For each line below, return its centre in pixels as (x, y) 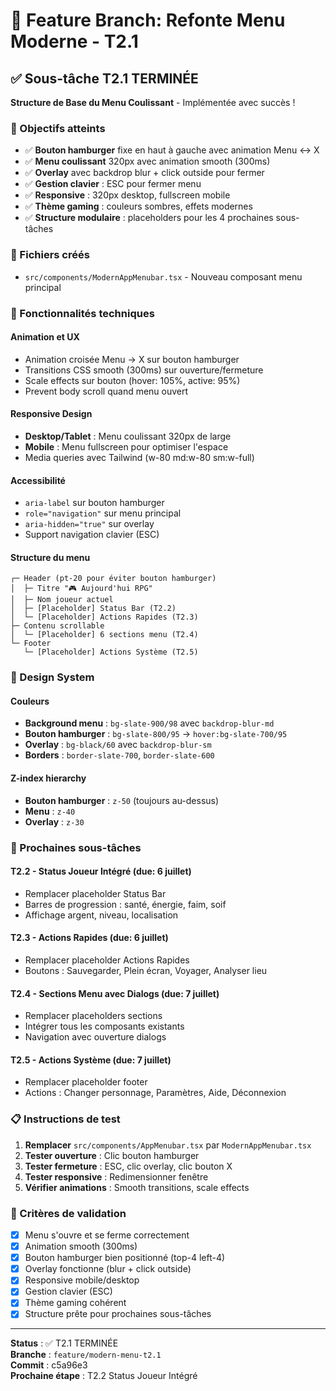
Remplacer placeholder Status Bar (95, 893)
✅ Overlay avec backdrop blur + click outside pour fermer (144, 173)
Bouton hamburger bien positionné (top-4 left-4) (125, 1258)
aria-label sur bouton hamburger (94, 503)
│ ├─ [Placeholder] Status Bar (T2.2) (93, 609)
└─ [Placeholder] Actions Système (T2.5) (111, 652)
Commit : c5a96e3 (49, 1365)
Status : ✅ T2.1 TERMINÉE (64, 1343)
